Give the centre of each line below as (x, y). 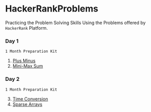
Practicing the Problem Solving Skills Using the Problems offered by (75, 23)
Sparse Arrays (27, 104)
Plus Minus (24, 61)
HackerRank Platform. (26, 28)
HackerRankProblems (52, 9)
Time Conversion (30, 99)
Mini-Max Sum (28, 66)
